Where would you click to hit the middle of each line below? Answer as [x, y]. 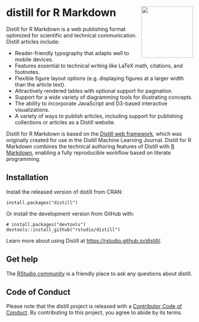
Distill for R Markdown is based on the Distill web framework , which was [94, 134]
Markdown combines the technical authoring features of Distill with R [90, 146]
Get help [22, 260]
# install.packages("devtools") [46, 224]
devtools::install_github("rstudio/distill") [63, 230]
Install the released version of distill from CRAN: [65, 192]
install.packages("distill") [42, 202]
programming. [23, 159]
